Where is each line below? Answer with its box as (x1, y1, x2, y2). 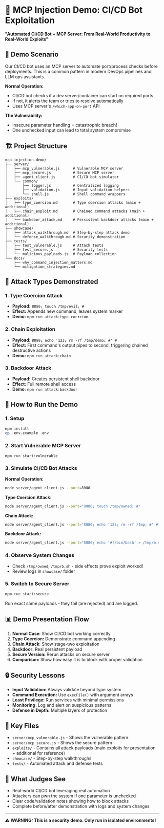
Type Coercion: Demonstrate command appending (12, 635, 116, 642)
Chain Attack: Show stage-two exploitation (12, 641, 100, 647)
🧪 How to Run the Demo (5, 400, 78, 409)
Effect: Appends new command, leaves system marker (12, 308, 123, 314)
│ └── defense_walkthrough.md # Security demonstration (5, 234, 125, 239)
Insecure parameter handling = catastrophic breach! (12, 122, 117, 128)
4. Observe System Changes (5, 552, 75, 559)
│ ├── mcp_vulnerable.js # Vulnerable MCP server (5, 166, 123, 171)
